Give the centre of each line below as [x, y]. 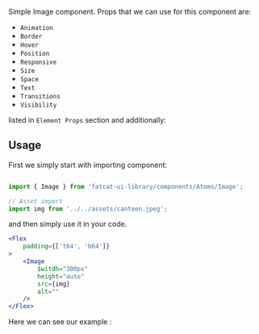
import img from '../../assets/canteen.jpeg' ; [88, 209]
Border [31, 36]
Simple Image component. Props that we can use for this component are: [130, 12]
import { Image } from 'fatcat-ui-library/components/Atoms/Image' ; [126, 186]
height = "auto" [61, 276]
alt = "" [48, 291]
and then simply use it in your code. [68, 224]
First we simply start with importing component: [88, 165]
